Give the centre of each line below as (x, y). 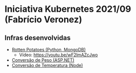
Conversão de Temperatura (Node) (47, 65)
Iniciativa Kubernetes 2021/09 (68, 9)
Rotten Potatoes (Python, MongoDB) (49, 50)
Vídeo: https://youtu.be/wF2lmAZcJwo (58, 55)
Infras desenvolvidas (38, 38)
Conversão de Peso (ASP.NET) (43, 60)
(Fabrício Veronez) (43, 19)
